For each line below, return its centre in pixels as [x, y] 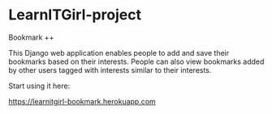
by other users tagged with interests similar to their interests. [110, 70]
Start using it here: [39, 86]
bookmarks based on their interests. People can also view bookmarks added [136, 61]
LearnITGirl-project [75, 15]
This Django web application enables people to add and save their [119, 53]
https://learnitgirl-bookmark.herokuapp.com [82, 101]
